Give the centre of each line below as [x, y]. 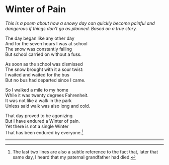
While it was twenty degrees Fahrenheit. [47, 95]
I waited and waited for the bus [37, 74]
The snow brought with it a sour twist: [45, 69]
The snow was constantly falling [38, 49]
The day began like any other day [40, 38]
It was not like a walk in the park [38, 100]
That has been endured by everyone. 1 [44, 132]
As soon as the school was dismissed [44, 64]
